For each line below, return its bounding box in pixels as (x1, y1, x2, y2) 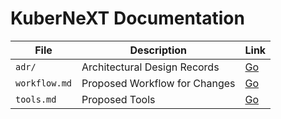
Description (129, 43, 187, 57)
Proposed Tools (81, 92, 156, 106)
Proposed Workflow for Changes (81, 76, 236, 90)
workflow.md (15, 77, 73, 89)
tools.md (15, 93, 57, 105)
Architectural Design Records (81, 60, 220, 74)
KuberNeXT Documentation (10, 7, 245, 30)
